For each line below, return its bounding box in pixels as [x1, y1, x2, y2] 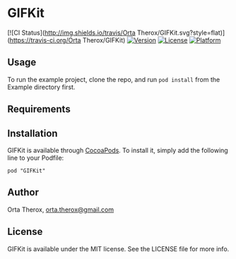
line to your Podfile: [7, 154, 64, 162]
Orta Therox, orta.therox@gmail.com [7, 205, 114, 214]
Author [7, 186, 39, 199]
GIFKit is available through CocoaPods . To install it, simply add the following [7, 146, 228, 154]
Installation [7, 127, 58, 139]
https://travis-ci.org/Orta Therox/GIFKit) [9, 35, 126, 44]
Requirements [7, 103, 71, 115]
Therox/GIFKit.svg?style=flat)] [136, 28, 225, 37]
